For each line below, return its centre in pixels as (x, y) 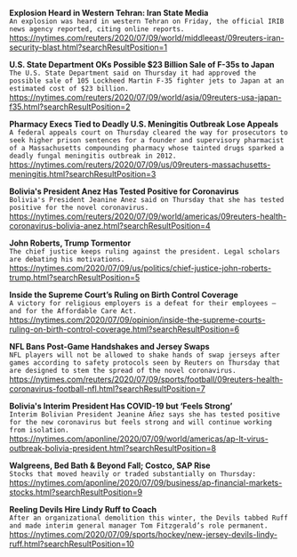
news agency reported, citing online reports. (97, 29)
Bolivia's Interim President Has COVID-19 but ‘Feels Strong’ (121, 406)
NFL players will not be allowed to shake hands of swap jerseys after (144, 355)
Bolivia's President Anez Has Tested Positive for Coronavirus (124, 191)
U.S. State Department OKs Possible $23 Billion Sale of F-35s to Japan (142, 65)
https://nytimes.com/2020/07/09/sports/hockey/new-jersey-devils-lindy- (144, 534)
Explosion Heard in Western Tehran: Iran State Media (109, 13)
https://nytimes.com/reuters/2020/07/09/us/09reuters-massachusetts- (140, 165)
